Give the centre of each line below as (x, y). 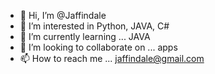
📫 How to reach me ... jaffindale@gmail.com (112, 58)
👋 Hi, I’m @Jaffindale (63, 15)
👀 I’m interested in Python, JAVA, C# (94, 26)
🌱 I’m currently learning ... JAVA (85, 36)
